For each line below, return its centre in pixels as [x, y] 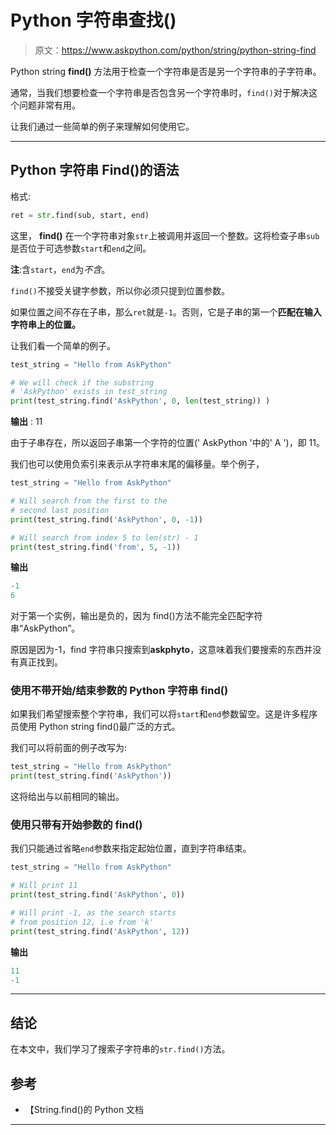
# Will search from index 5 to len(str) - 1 [104, 537]
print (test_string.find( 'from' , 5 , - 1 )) [96, 547]
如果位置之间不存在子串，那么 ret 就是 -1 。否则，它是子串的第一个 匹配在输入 [166, 312]
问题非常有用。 [49, 105]
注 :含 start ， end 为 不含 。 [60, 269]
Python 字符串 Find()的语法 [95, 170]
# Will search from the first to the [89, 501]
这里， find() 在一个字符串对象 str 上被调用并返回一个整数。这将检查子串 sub [165, 235]
